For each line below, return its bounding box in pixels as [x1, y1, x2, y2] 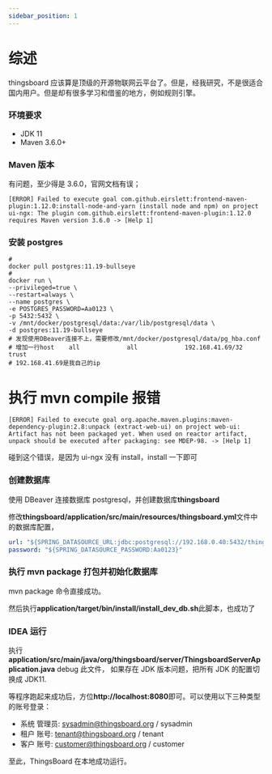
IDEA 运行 [8, 625, 47, 636]
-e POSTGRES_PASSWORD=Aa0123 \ [8, 305, 114, 313]
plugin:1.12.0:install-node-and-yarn [8, 202, 136, 211]
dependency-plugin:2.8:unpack [8, 423, 111, 432]
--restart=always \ [8, 291, 74, 300]
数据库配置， [15, 521, 58, 531]
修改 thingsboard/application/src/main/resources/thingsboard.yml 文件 [8, 512, 251, 521]
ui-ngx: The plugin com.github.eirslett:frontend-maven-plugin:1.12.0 [8, 210, 252, 218]
